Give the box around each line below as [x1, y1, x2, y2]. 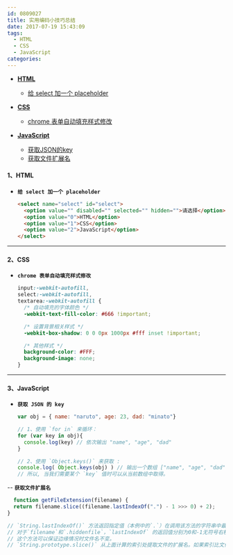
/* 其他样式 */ [24, 342, 64, 349]
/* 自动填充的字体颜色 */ [24, 304, 89, 312]
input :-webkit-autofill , [17, 284, 89, 292]
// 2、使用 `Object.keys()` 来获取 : [17, 458, 120, 465]
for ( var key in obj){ [17, 432, 83, 439]
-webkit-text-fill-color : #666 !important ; [24, 310, 151, 317]
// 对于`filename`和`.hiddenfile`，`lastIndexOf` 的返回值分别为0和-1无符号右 [7, 529, 224, 536]
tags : [7, 29, 23, 37]
